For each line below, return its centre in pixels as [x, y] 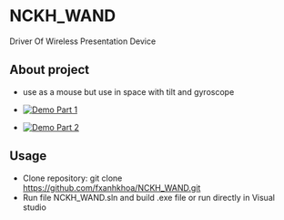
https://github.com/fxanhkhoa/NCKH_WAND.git [112, 187]
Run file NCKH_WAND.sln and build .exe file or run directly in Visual [149, 197]
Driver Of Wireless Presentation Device [83, 41]
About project [49, 70]
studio [35, 207]
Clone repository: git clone [72, 178]
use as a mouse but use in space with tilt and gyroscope [128, 91]
